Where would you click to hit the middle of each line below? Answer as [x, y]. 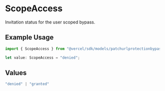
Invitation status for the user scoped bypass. [50, 22]
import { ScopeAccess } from [35, 49]
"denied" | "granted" [27, 84]
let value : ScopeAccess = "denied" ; [42, 57]
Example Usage [29, 37]
